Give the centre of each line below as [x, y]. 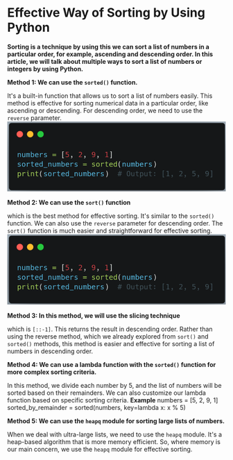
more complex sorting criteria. [52, 372]
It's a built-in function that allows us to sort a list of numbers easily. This [110, 96]
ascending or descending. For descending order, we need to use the [105, 110]
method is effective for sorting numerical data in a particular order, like [108, 103]
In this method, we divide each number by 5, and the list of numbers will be [114, 385]
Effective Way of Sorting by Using [106, 13]
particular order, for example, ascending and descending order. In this [110, 54]
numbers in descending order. [50, 351]
